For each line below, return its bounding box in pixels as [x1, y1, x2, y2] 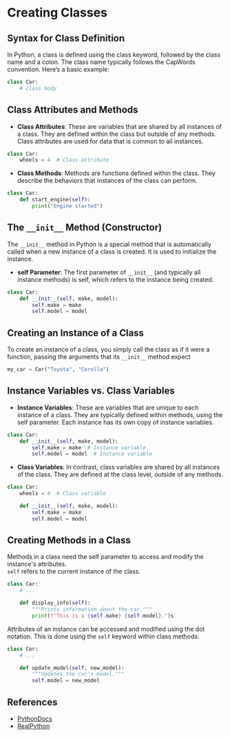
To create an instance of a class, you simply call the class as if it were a [7, 345, 210, 354]
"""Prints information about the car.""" [32, 606, 153, 613]
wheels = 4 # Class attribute [19, 157, 109, 163]
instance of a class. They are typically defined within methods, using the [17, 410, 223, 418]
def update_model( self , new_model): [19, 664, 125, 672]
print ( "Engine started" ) [32, 203, 103, 210]
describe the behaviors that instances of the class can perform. [17, 176, 198, 185]
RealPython [17, 722, 50, 730]
